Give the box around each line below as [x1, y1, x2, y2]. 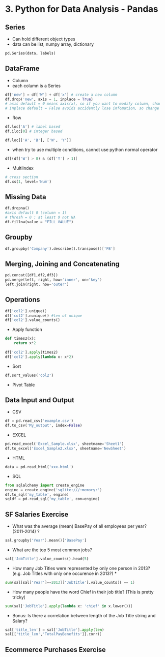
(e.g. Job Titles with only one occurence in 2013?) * [12, 570, 117, 576]
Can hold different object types [12, 36, 76, 42]
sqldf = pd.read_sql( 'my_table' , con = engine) [5, 497, 100, 502]
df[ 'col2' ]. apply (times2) [5, 350, 58, 355]
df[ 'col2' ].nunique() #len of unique [5, 313, 82, 318]
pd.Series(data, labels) [5, 51, 56, 56]
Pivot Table [12, 382, 35, 388]
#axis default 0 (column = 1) [5, 210, 67, 215]
